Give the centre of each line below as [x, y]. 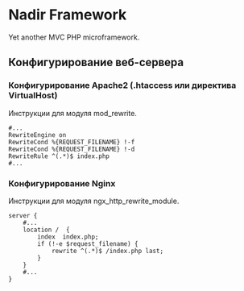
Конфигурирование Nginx [62, 183]
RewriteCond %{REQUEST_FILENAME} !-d [72, 149]
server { [23, 215]
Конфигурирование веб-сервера [96, 62]
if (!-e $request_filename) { [88, 243]
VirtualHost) [33, 96]
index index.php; [68, 237]
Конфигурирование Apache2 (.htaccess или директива [122, 85]
